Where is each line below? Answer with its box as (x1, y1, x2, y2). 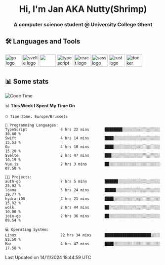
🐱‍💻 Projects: (5, 175, 32, 180)
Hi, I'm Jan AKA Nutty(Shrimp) (19, 3, 147, 15)
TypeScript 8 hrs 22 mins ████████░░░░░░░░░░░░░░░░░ (5, 127, 161, 132)
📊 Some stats (5, 77, 49, 86)
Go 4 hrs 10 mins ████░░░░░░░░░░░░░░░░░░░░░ (5, 144, 161, 149)
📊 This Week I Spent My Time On (5, 103, 75, 109)
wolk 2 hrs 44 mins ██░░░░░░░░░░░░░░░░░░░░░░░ (5, 205, 161, 210)
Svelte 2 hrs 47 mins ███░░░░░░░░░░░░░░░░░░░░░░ (5, 153, 161, 158)
